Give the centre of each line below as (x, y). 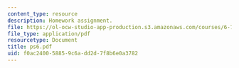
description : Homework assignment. (60, 21)
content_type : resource (43, 14)
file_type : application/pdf (49, 34)
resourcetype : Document (43, 40)
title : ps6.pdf (30, 47)
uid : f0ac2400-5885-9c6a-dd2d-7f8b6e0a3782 (73, 54)
